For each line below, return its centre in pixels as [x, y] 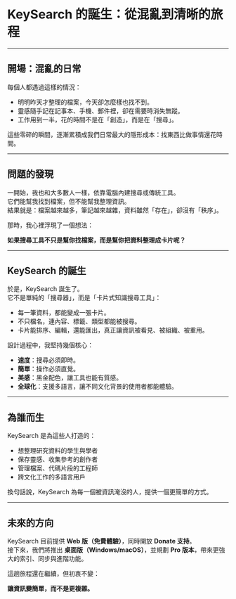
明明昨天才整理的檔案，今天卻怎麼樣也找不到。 [85, 102]
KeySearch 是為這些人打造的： [52, 436]
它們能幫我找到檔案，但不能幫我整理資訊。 [69, 201]
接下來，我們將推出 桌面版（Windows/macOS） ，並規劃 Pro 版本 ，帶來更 [113, 550]
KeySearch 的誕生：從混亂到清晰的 [109, 14]
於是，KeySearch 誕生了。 [46, 289]
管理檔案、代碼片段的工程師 [58, 468]
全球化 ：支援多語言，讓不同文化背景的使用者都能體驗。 [97, 387]
